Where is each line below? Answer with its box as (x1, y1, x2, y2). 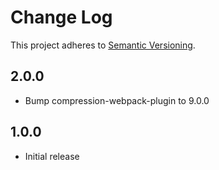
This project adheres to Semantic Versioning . (10, 39, 196, 51)
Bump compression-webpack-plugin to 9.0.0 (24, 94, 210, 106)
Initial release (24, 150, 80, 162)
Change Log (10, 6, 113, 29)
